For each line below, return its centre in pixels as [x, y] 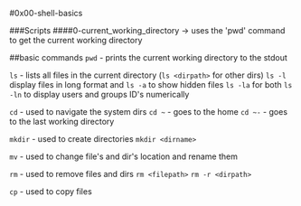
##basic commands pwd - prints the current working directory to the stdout [148, 57]
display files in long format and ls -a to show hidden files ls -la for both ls [151, 84]
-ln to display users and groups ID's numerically [99, 94]
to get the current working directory [76, 40]
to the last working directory [62, 122]
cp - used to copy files [51, 192]
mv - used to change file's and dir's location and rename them [123, 156]
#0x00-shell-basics [46, 13]
